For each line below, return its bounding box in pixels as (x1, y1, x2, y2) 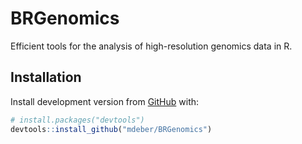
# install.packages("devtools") (10, 115, 145, 125)
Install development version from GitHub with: (10, 95, 200, 107)
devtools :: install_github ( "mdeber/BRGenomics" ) (10, 124, 213, 134)
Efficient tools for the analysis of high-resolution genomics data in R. (10, 40, 293, 52)
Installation (10, 69, 82, 86)
